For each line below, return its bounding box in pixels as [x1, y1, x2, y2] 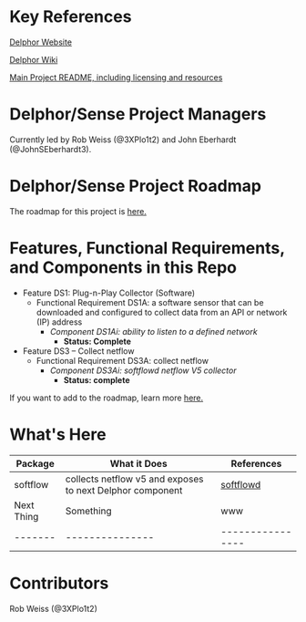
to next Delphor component [65, 483, 183, 496]
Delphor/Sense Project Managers [9, 104, 267, 125]
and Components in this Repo [9, 257, 237, 277]
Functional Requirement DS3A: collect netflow [36, 355, 209, 366]
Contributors [9, 573, 109, 594]
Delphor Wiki [9, 54, 58, 65]
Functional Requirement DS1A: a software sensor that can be [36, 296, 264, 307]
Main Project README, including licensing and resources [9, 71, 223, 83]
